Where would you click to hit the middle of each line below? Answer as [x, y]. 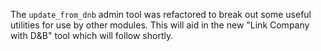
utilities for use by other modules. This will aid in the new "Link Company [160, 25]
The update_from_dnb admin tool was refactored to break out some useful [161, 14]
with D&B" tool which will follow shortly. [92, 35]
